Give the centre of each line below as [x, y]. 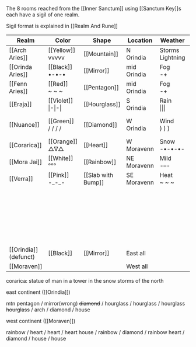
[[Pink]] [59, 175]
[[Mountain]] [101, 54]
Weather [172, 40]
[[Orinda [21, 67]
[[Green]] [61, 121]
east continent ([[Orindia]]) [38, 292]
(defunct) [22, 257]
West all [137, 266]
